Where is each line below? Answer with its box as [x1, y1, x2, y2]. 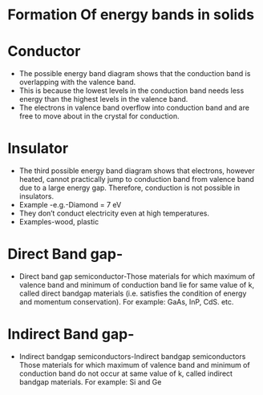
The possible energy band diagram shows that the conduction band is [18, 69, 251, 79]
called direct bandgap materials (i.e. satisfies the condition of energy [18, 288, 247, 298]
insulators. [18, 191, 54, 201]
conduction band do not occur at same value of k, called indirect [18, 369, 233, 378]
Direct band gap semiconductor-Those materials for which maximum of [18, 272, 256, 281]
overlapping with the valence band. [18, 78, 136, 87]
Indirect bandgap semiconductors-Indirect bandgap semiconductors [18, 351, 246, 361]
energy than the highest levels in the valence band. [18, 95, 188, 104]
